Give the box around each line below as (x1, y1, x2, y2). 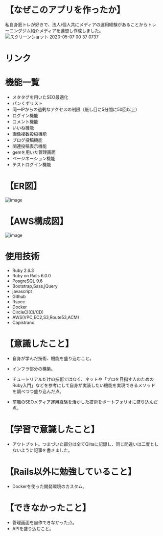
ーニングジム (5, 27, 31, 33)
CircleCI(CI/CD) (12, 309, 44, 315)
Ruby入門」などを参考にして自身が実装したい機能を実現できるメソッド (12, 382, 156, 388)
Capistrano (12, 319, 35, 325)
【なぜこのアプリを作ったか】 (5, 4, 126, 16)
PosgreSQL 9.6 (12, 278, 43, 284)
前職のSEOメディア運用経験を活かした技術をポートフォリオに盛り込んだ (12, 399, 158, 405)
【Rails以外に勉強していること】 (5, 466, 137, 477)
